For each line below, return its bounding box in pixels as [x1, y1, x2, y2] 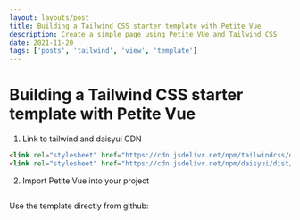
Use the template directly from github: [9, 200, 149, 211]
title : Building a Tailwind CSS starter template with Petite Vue [9, 21, 262, 30]
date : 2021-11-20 [9, 38, 74, 47]
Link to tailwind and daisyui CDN [21, 133, 142, 144]
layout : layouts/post [9, 13, 90, 22]
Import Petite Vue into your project [21, 175, 150, 186]
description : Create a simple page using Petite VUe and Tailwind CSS [9, 30, 278, 38]
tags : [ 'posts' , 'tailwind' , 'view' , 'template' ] [9, 47, 198, 55]
